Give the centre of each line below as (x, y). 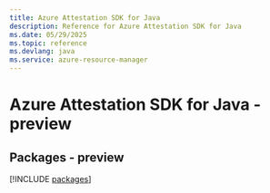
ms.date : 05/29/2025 (49, 34)
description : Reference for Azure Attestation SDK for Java (126, 26)
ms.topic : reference (49, 43)
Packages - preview (67, 157)
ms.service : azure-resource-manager (79, 60)
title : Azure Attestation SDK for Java (85, 18)
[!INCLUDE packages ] (50, 179)
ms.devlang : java (42, 52)
